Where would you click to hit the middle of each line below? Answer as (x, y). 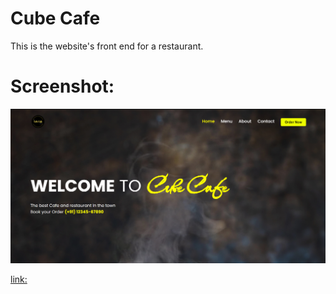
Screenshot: (62, 86)
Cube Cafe (55, 18)
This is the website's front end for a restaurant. (107, 46)
